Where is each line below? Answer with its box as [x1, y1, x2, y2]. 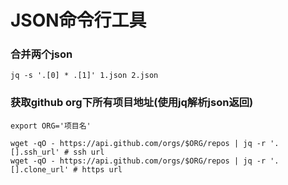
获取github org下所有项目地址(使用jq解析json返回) [10, 96, 254, 110]
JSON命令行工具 [10, 9, 147, 32]
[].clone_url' [10, 164, 70, 175]
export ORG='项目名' [10, 121, 92, 131]
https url [81, 164, 123, 175]
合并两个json [10, 47, 73, 61]
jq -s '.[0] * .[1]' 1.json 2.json [10, 71, 159, 81]
